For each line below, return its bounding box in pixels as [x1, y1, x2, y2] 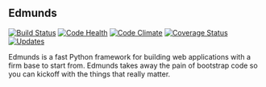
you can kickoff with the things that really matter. [8, 68, 171, 79]
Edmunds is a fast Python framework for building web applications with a [8, 52, 251, 61]
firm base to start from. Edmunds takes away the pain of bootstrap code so [8, 60, 258, 70]
